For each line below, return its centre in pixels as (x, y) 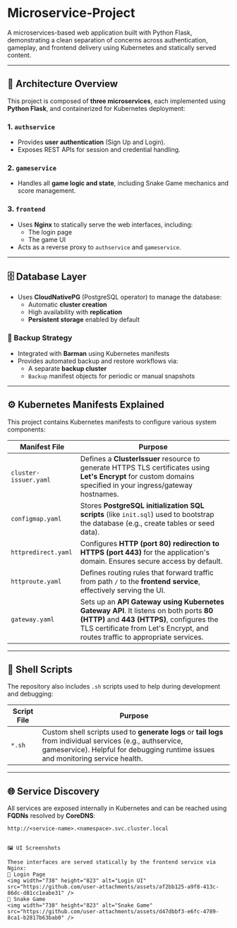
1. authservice (31, 126)
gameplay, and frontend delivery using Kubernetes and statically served (112, 47)
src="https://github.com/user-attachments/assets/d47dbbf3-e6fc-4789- (113, 912)
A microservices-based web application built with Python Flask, (100, 32)
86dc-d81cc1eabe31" (36, 893)
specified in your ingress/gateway (136, 485)
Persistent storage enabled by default (84, 320)
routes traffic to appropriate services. (142, 637)
